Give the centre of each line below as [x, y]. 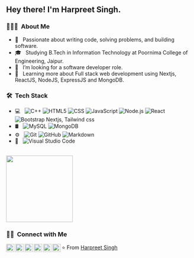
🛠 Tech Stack [27, 95]
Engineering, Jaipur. [39, 61]
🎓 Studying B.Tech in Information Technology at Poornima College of [101, 52]
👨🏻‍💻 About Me [28, 27]
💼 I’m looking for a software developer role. [69, 67]
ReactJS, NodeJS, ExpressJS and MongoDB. [69, 80]
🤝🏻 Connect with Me [37, 234]
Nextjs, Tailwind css [70, 119]
